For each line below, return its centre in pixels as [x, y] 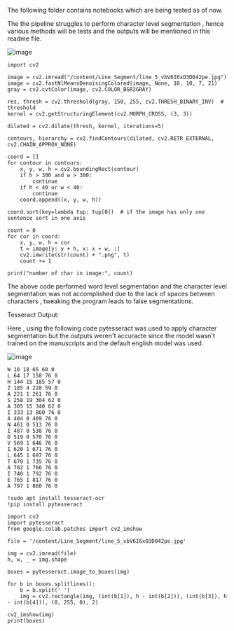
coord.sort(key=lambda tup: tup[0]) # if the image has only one [106, 212]
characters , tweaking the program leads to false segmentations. [101, 301]
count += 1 [36, 261]
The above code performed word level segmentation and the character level [117, 286]
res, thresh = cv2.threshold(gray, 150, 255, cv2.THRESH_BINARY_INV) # [116, 102]
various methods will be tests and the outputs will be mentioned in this [109, 31]
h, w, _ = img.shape [37, 560]
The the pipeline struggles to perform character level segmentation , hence [116, 23]
